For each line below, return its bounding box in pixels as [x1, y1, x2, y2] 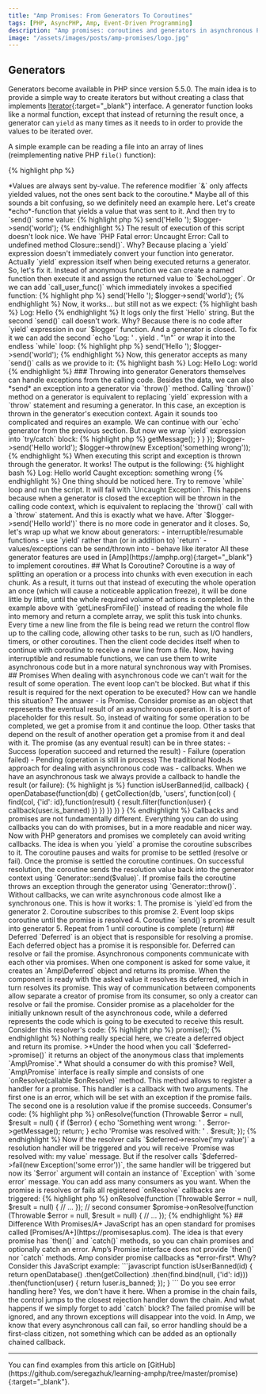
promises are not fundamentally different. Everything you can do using [8, 814, 239, 824]
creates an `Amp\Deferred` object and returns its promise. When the [8, 966, 231, 975]
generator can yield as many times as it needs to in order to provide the [8, 118, 244, 128]
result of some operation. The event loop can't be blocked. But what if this [8, 679, 251, 689]
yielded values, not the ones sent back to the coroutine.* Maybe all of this [8, 190, 249, 199]
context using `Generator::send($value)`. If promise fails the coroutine [8, 873, 236, 882]
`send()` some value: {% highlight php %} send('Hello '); [8, 215, 192, 225]
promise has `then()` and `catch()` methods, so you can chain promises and [8, 1236, 255, 1245]
